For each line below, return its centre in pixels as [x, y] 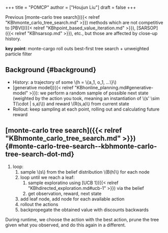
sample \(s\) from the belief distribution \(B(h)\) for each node [85, 172]
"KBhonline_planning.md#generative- [114, 87]
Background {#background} [51, 70]
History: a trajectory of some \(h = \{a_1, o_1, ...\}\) [65, 82]
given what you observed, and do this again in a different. [66, 225]
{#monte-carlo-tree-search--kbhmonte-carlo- [81, 146]
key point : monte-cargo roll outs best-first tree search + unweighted [77, 48]
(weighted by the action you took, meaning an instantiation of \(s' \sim [86, 98]
